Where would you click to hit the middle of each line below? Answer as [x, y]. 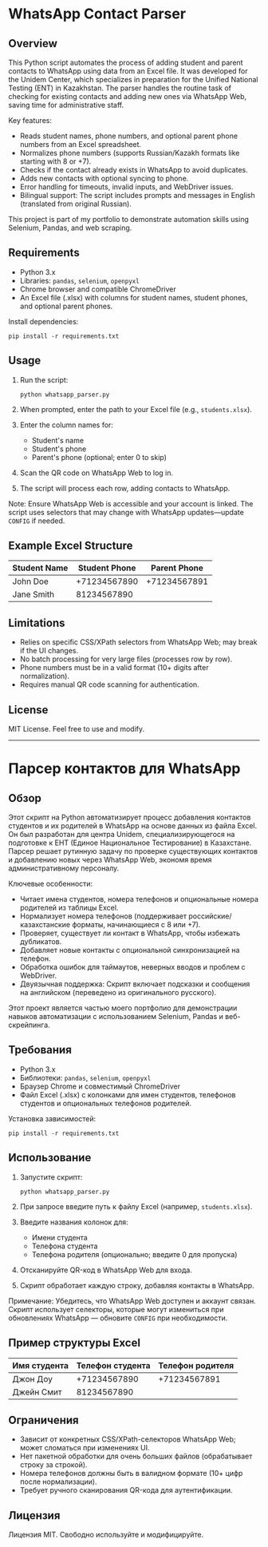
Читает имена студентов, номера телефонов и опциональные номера [139, 899]
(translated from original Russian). [75, 204]
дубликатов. [41, 942]
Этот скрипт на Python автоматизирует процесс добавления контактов [130, 817]
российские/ [211, 916]
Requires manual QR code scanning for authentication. [109, 684]
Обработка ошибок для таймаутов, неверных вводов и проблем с [132, 967]
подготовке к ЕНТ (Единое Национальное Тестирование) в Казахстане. [130, 843]
